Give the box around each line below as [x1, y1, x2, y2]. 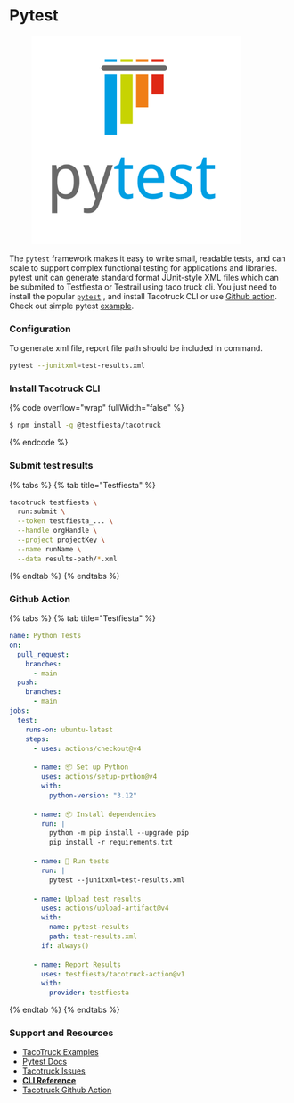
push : [17, 678, 38, 687]
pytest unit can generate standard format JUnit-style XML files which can [9, 272, 279, 282]
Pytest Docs [21, 1057, 68, 1067]
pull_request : [17, 650, 69, 659]
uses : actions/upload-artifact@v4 [41, 903, 169, 913]
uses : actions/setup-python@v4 [41, 772, 158, 781]
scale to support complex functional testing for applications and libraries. [9, 262, 278, 273]
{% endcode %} [9, 437, 69, 448]
